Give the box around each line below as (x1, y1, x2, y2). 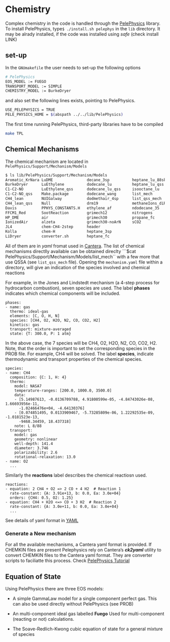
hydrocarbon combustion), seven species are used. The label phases (5, 285, 150, 291)
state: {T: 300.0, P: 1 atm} (10, 331, 71, 336)
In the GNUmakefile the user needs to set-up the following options (5, 64, 141, 70)
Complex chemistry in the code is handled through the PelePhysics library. (5, 20, 161, 26)
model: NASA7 (14, 383, 42, 389)
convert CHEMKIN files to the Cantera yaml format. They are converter (5, 552, 153, 559)
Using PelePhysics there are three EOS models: (5, 586, 104, 592)
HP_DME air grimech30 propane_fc (5, 215, 155, 220)
